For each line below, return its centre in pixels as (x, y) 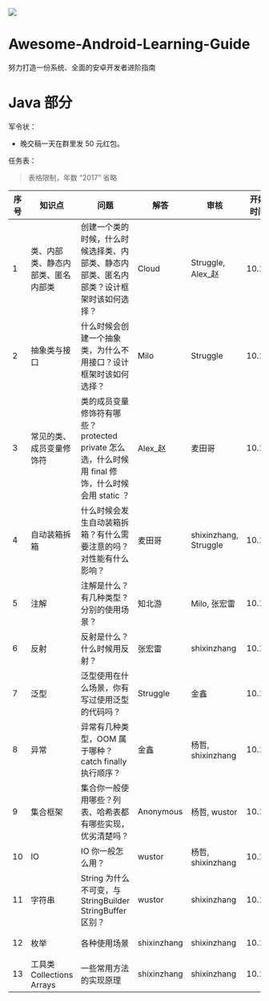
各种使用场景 (105, 943)
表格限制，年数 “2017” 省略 (72, 177)
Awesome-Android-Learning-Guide (129, 44)
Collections (52, 975)
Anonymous (160, 811)
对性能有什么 (105, 559)
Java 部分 (40, 103)
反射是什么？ (105, 636)
